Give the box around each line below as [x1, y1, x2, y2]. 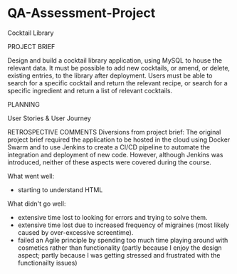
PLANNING [7, 100, 41, 108]
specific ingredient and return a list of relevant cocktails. [7, 86, 173, 95]
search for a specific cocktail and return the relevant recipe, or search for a [7, 78, 228, 87]
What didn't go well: [7, 199, 66, 208]
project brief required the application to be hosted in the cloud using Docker [7, 135, 231, 144]
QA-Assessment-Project [7, 5, 156, 21]
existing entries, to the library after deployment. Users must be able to [7, 71, 213, 80]
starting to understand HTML [17, 185, 103, 194]
